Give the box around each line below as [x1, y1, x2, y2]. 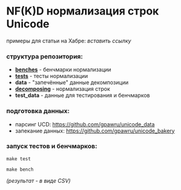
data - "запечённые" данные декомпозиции [15, 79, 129, 86]
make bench [6, 166, 34, 172]
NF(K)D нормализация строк [6, 4, 159, 18]
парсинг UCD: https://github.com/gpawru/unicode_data [15, 120, 155, 128]
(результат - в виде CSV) [6, 177, 71, 184]
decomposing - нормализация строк [15, 85, 111, 93]
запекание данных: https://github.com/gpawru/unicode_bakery [15, 127, 175, 134]
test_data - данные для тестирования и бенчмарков [15, 92, 150, 99]
